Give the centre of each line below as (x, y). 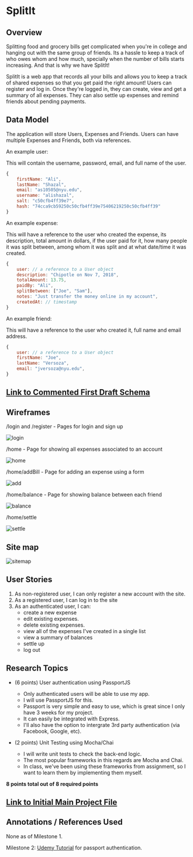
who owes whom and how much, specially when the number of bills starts (95, 59)
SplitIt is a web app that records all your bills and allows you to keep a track (97, 76)
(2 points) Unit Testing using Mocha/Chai (64, 742)
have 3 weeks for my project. (58, 712)
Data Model (27, 120)
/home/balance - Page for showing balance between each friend (84, 495)
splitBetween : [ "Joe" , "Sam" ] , (55, 291)
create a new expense (50, 612)
